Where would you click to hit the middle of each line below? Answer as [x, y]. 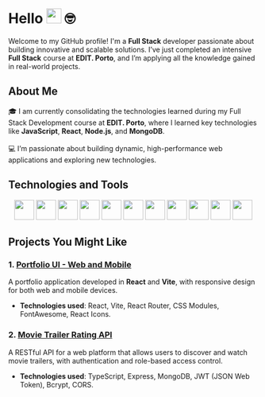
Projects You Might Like [68, 241]
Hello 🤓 [42, 19]
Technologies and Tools [69, 185]
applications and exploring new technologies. [83, 160]
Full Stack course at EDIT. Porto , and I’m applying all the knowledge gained [132, 58]
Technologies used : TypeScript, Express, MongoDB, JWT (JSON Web [134, 376]
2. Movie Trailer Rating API [60, 335]
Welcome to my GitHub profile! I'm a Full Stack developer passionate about [131, 41]
